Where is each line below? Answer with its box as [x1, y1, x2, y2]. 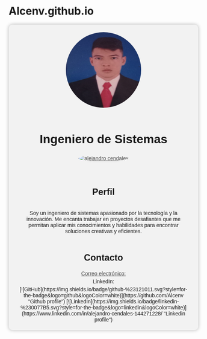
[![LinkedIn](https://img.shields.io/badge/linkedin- [66, 298, 179, 305]
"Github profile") [28, 298, 66, 305]
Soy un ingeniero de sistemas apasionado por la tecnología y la [29, 210, 178, 217]
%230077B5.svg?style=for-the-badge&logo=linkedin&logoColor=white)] [20, 304, 187, 311]
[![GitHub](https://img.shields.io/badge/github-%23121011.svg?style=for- [19, 286, 188, 292]
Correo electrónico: [81, 270, 126, 277]
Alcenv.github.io [8, 4, 94, 18]
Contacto [84, 252, 123, 263]
